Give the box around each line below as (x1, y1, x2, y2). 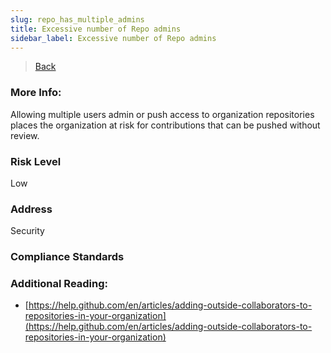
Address (10, 202, 53, 216)
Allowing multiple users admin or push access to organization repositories (10, 108, 315, 120)
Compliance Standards (10, 250, 125, 264)
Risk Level (10, 154, 62, 168)
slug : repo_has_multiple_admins (10, 14, 145, 25)
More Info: (10, 86, 62, 100)
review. (10, 129, 40, 141)
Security (10, 225, 45, 237)
